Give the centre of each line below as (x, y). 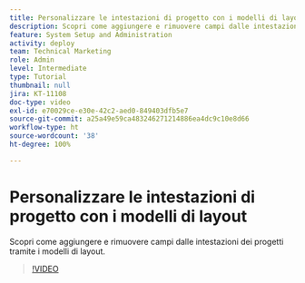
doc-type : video (40, 102)
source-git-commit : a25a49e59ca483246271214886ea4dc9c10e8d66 (129, 119)
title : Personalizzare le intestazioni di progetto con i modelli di (144, 18)
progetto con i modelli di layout (128, 216)
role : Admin (32, 60)
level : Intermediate (49, 69)
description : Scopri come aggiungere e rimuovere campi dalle (129, 26)
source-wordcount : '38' (54, 136)
